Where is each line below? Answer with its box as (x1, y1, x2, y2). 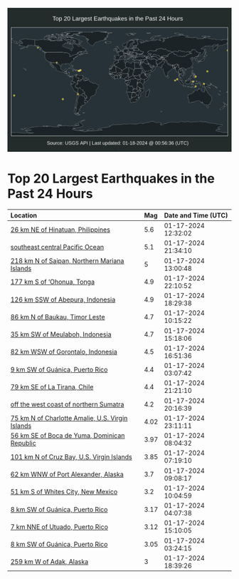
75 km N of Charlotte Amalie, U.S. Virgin (10, 414, 128, 422)
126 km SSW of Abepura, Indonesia (10, 295, 116, 304)
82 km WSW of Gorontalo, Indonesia (10, 347, 117, 357)
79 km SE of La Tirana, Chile (10, 382, 94, 391)
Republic (10, 439, 37, 448)
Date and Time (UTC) (164, 211, 228, 220)
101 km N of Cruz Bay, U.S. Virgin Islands (10, 452, 133, 461)
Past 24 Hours (7, 185, 93, 202)
